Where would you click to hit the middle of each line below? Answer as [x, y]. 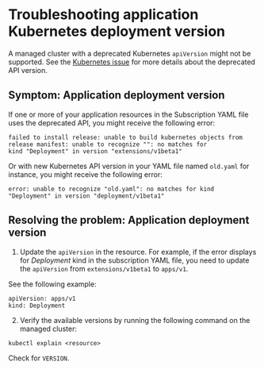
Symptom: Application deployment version [117, 96]
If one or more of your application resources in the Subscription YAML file [128, 114]
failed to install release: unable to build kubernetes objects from [126, 137]
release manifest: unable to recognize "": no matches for [108, 144]
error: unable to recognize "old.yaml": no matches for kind [111, 189]
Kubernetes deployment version [117, 31]
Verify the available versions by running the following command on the [135, 320]
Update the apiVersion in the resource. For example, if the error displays [138, 252]
